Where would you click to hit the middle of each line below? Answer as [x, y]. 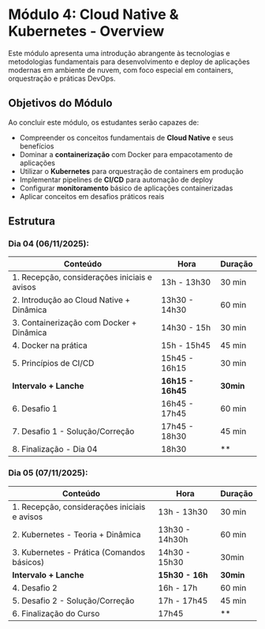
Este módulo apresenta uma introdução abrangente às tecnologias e [119, 53]
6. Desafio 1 [35, 409]
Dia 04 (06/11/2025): [49, 244]
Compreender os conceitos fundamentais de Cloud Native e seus [127, 137]
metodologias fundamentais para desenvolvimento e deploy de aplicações [129, 62]
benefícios [37, 146]
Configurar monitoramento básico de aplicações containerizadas [126, 188]
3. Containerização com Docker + [75, 323]
